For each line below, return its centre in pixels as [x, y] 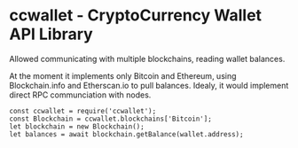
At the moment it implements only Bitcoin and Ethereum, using [123, 75]
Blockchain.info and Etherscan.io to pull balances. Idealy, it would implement [149, 85]
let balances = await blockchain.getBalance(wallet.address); [126, 134]
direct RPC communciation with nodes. [80, 95]
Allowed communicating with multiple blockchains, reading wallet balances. [147, 58]
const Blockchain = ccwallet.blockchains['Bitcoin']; [111, 119]
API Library [51, 34]
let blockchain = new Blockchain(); [77, 126]
